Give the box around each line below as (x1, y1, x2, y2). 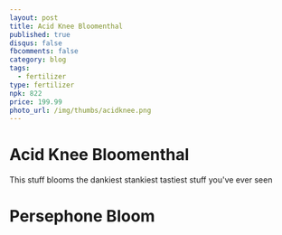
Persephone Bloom (9, 206, 155, 227)
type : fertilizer (9, 80, 75, 89)
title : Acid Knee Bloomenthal (9, 22, 124, 31)
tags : (9, 64, 30, 73)
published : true (9, 30, 70, 39)
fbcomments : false (9, 47, 79, 56)
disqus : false (9, 38, 63, 48)
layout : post (9, 13, 59, 23)
